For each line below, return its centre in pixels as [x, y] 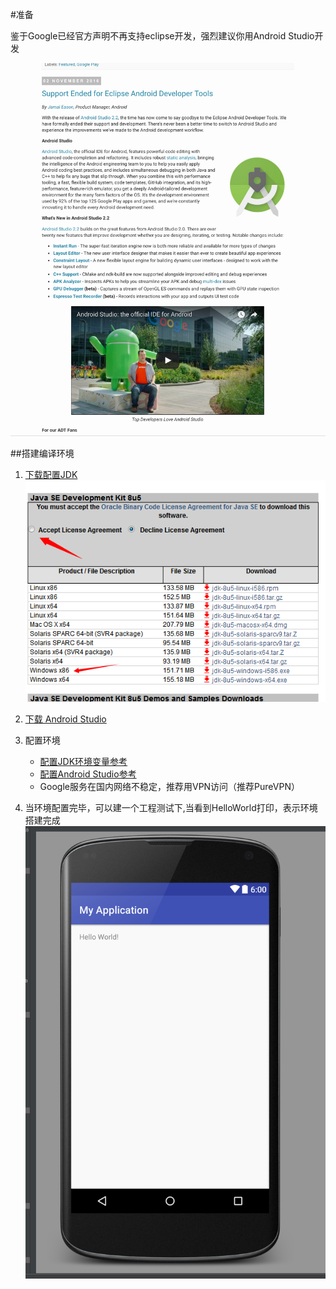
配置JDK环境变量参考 [83, 762]
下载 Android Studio [65, 719]
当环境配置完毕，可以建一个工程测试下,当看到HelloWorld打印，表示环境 [171, 808]
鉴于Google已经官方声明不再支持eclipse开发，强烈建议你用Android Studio [162, 36]
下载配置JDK [51, 474]
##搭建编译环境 [42, 453]
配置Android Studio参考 [88, 774]
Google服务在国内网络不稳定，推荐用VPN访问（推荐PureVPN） [169, 787]
